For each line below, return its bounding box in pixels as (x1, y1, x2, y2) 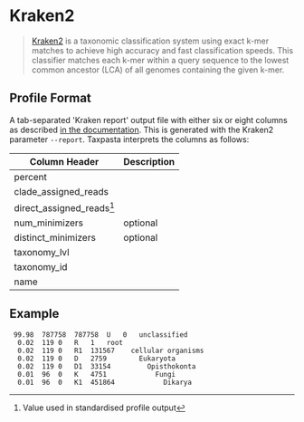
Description (123, 155, 175, 168)
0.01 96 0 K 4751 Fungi (17, 369, 176, 379)
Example (9, 306, 60, 321)
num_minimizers (14, 216, 84, 229)
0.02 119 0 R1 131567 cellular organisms (17, 346, 204, 355)
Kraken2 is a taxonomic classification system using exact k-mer (31, 35, 270, 46)
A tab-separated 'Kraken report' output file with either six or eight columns (9, 114, 288, 125)
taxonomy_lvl (14, 246, 70, 259)
